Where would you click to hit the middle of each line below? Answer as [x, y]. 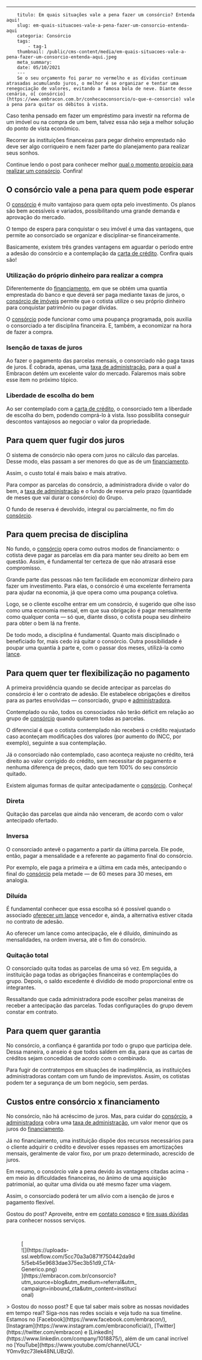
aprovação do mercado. [36, 217]
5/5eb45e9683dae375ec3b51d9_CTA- [69, 1262]
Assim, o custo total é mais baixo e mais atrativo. [67, 473]
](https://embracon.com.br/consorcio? [69, 1275]
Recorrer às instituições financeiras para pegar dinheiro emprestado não [96, 140]
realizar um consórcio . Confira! [44, 171]
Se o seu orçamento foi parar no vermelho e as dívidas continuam [102, 78]
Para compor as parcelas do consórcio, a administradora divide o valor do [98, 485]
